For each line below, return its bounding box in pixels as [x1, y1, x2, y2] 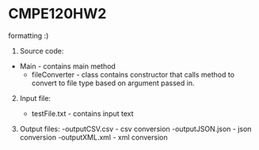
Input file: [19, 93, 51, 103]
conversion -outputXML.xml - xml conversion [19, 132, 168, 142]
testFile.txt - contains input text [31, 108, 134, 118]
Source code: [19, 46, 64, 55]
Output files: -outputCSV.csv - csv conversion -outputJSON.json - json [19, 124, 252, 133]
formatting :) [8, 31, 49, 40]
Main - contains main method [19, 61, 116, 71]
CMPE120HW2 [8, 5, 107, 23]
